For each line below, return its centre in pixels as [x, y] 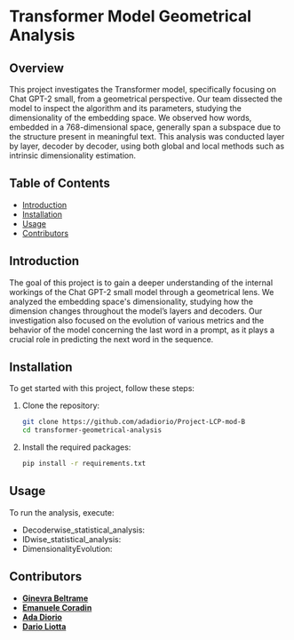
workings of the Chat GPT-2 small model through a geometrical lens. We [142, 292]
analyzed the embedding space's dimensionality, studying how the [131, 301]
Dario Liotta [44, 626]
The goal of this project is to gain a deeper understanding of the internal [141, 283]
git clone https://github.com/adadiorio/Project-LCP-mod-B [134, 422]
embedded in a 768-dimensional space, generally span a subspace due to [145, 127]
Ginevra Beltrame [55, 598]
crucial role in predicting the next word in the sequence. [111, 339]
